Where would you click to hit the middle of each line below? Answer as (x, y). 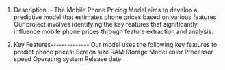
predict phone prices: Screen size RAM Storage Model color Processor (113, 52)
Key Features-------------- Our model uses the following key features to (115, 45)
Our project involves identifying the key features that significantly (106, 24)
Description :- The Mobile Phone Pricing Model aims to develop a (105, 10)
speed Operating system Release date (67, 59)
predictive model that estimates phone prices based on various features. (116, 17)
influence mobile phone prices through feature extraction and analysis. (113, 31)
